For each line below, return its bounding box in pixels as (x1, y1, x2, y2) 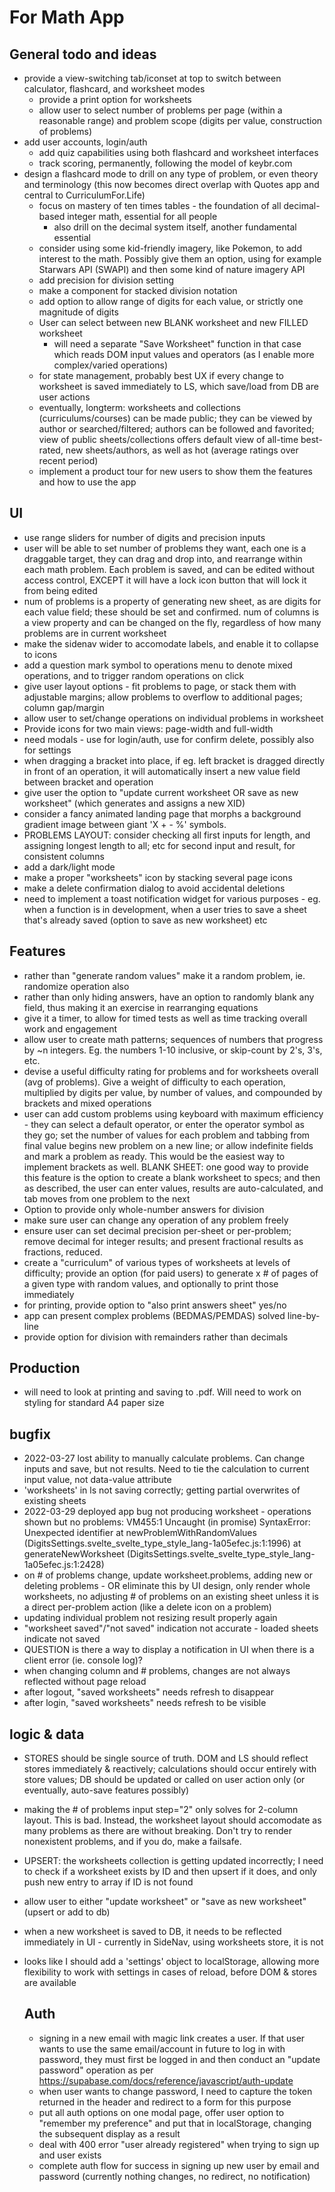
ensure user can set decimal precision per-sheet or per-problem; (23, 1224, 292, 1236)
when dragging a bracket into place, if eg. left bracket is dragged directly (23, 754, 325, 766)
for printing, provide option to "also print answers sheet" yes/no (23, 1299, 287, 1311)
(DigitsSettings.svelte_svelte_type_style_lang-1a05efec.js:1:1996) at (23, 1537, 302, 1550)
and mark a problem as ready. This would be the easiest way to (23, 1150, 286, 1162)
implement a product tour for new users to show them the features (38, 466, 313, 477)
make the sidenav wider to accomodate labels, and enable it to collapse (23, 637, 319, 650)
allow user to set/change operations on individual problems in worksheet (23, 712, 324, 724)
